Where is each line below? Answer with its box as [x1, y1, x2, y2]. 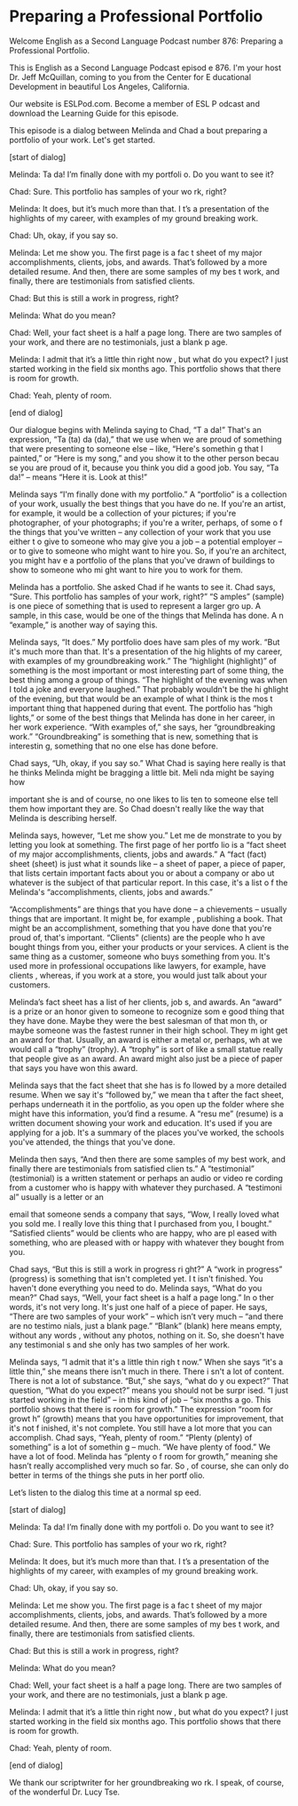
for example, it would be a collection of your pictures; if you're [9, 507, 237, 518]
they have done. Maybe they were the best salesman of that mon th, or [9, 1015, 268, 1026]
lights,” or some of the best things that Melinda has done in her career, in [9, 712, 276, 723]
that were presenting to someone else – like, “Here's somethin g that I [9, 443, 263, 454]
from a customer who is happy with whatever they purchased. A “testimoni [9, 1182, 282, 1193]
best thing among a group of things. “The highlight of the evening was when [9, 674, 288, 685]
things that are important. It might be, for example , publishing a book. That [9, 913, 283, 923]
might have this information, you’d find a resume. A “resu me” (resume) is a [9, 1108, 284, 1119]
